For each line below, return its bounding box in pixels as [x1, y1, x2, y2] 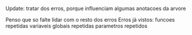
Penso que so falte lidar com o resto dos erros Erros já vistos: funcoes [5, 16, 175, 23]
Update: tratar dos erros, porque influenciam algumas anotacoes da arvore [5, 5, 186, 12]
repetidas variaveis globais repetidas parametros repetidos [5, 23, 148, 29]
